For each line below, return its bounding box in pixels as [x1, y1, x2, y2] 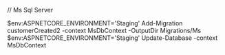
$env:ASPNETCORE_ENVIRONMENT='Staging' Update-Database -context [7, 34, 218, 42]
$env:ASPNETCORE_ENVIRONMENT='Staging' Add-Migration [7, 19, 183, 27]
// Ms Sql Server [7, 6, 54, 14]
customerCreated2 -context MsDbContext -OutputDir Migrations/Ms [7, 27, 202, 34]
